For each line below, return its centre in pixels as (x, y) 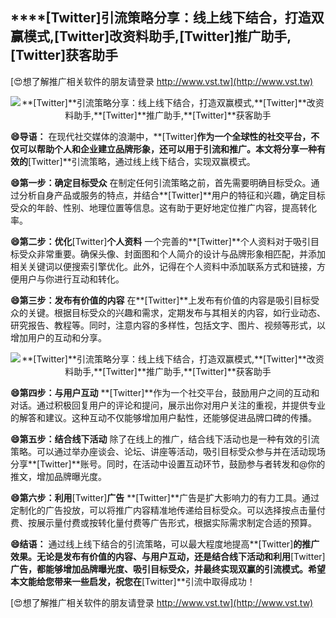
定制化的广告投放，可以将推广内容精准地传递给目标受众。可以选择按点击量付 (168, 510)
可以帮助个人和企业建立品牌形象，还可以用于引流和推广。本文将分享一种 (167, 149)
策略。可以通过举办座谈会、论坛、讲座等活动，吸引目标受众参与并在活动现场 (168, 451)
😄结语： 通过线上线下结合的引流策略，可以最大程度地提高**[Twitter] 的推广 (165, 544)
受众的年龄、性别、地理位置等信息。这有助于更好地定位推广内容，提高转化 (163, 207)
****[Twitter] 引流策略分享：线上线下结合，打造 (161, 18)
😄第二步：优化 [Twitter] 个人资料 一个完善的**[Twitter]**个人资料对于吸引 (160, 241)
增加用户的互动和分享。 (58, 337)
